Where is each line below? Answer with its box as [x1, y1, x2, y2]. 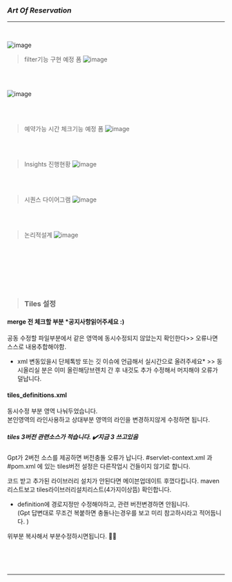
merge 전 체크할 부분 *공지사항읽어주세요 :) [7, 317, 125, 326]
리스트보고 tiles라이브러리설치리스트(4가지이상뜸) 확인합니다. [7, 485, 172, 494]
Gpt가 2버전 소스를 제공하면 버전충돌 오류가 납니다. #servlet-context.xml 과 [7, 454, 213, 462]
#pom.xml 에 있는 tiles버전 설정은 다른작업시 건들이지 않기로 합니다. [7, 462, 191, 471]
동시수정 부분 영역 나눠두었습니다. [7, 407, 98, 416]
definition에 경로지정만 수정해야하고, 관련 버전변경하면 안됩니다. [17, 500, 190, 509]
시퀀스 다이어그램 [23, 195, 71, 204]
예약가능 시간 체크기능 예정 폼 [23, 125, 104, 133]
